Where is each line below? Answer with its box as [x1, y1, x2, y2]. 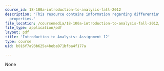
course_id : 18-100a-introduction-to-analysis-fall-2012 [5, 7, 121, 12]
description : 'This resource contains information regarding [5, 12, 132, 17]
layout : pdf [5, 30, 29, 35]
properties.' [9, 16, 36, 21]
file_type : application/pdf [5, 25, 62, 30]
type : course [5, 39, 32, 44]
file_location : [5, 21, 36, 26]
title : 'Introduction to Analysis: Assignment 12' [5, 35, 110, 40]
